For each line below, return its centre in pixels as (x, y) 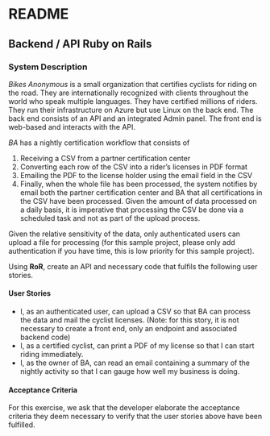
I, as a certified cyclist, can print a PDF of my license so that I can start (137, 346)
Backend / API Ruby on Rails (80, 44)
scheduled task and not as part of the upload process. (110, 218)
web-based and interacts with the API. (72, 127)
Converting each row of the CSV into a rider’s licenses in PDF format (134, 167)
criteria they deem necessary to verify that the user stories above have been (135, 417)
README (39, 14)
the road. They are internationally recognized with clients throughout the (129, 93)
